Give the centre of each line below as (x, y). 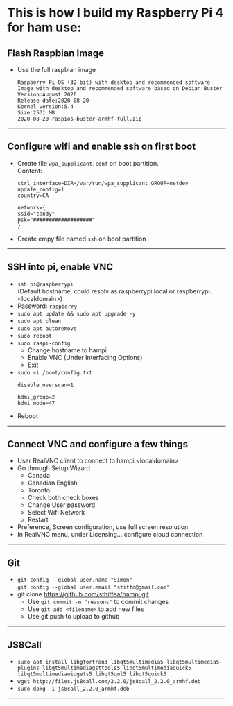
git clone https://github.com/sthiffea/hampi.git (83, 594)
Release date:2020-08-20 (53, 101)
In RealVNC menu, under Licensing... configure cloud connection (110, 535)
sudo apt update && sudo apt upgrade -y (76, 313)
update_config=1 (41, 189)
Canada (39, 476)
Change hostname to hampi (67, 350)
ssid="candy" (36, 214)
